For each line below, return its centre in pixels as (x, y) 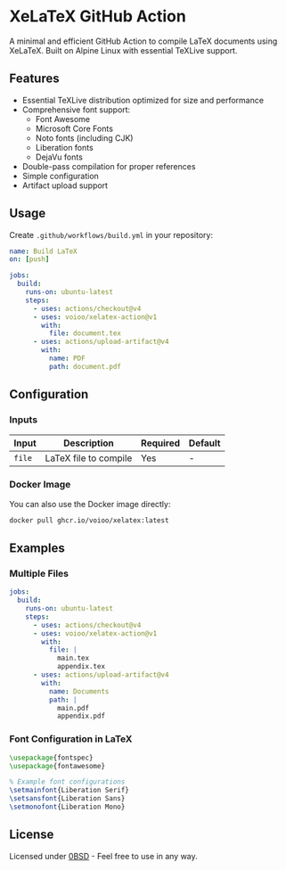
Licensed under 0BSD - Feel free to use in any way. (103, 856)
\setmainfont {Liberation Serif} (69, 791)
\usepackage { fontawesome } (57, 766)
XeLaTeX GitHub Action (98, 16)
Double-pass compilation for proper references (109, 166)
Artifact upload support (65, 185)
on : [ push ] (29, 259)
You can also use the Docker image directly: (90, 504)
